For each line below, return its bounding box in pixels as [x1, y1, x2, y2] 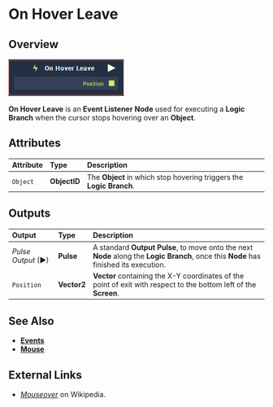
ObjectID [50, 177, 80, 186]
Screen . [93, 288, 120, 298]
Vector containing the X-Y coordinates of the [93, 270, 245, 281]
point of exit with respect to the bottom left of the [93, 279, 257, 289]
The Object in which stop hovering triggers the [86, 172, 244, 182]
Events [19, 335, 45, 346]
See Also [8, 314, 54, 328]
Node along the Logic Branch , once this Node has [93, 251, 262, 260]
